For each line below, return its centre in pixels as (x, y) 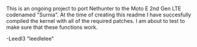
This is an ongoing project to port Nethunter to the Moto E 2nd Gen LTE (94, 9)
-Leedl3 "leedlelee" (30, 38)
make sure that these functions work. (52, 27)
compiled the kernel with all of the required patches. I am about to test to (96, 21)
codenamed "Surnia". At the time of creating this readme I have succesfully (99, 15)
